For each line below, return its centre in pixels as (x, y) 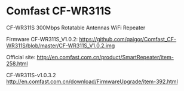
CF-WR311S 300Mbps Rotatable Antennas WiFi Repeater (76, 28)
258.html (17, 63)
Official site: (21, 57)
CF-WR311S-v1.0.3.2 (31, 75)
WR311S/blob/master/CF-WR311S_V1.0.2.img (61, 45)
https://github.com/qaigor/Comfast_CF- (128, 39)
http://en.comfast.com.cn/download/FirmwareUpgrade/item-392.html (92, 81)
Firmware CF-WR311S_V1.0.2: (42, 39)
